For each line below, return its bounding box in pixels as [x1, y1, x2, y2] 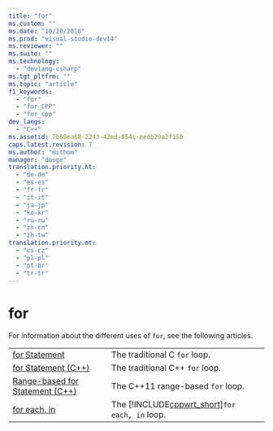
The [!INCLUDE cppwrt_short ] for [110, 399, 236, 411]
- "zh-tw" [15, 231, 49, 240]
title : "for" [8, 11, 53, 20]
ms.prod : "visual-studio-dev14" [8, 34, 118, 43]
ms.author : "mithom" [8, 148, 79, 156]
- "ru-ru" [15, 216, 49, 224]
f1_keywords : [8, 87, 53, 96]
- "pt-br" [15, 261, 49, 269]
